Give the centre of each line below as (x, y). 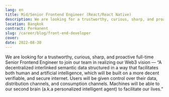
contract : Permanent (27, 29)
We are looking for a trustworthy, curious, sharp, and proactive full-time (79, 57)
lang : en (14, 10)
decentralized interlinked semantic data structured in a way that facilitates (82, 67)
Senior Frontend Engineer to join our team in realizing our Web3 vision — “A (83, 62)
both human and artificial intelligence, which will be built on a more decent (82, 73)
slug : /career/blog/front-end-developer (48, 33)
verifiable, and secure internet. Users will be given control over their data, (81, 78)
